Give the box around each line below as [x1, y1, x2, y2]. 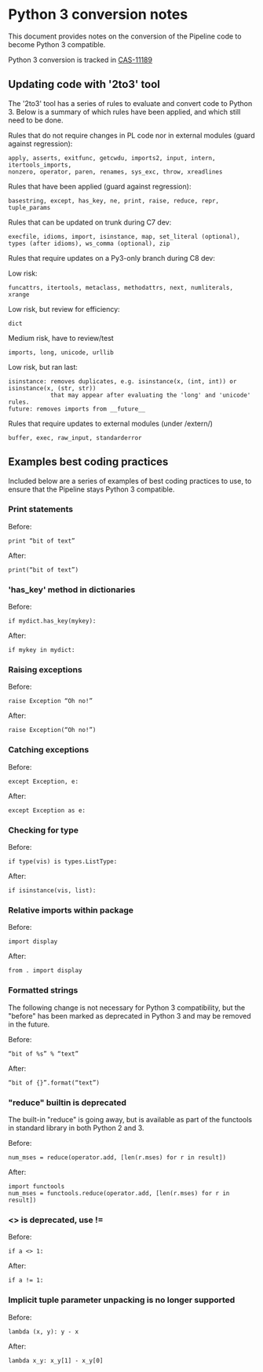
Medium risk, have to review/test [8, 333, 114, 342]
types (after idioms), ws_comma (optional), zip [8, 240, 170, 247]
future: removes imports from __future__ [8, 404, 146, 413]
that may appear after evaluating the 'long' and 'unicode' [49, 391, 251, 399]
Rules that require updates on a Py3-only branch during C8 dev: [8, 253, 216, 262]
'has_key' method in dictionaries [8, 584, 136, 595]
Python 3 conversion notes [8, 5, 188, 24]
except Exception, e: [8, 777, 79, 785]
